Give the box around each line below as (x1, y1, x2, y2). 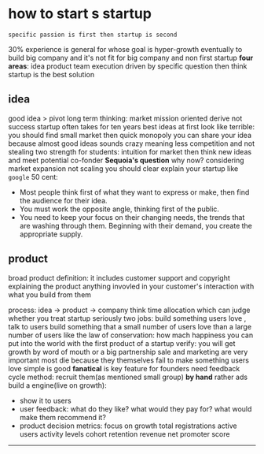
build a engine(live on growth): (8, 380, 108, 390)
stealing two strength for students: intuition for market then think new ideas (8, 147, 252, 156)
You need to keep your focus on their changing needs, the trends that (19, 212, 245, 221)
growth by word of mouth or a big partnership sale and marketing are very (8, 347, 248, 356)
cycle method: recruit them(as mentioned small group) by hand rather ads (8, 372, 248, 381)
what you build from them (8, 289, 92, 300)
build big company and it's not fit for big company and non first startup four (8, 53, 254, 62)
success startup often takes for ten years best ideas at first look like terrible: (8, 121, 255, 131)
